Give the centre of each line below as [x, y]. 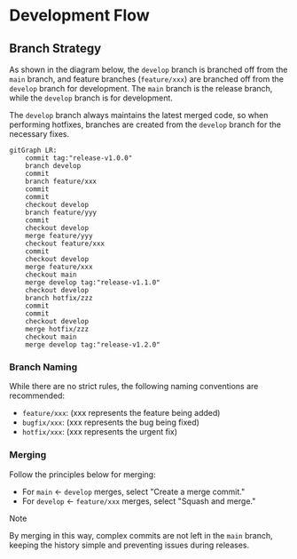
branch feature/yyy [61, 212]
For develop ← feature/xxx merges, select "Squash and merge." [139, 501]
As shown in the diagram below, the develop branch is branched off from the [148, 69]
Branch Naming [43, 367]
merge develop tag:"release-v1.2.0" [93, 345]
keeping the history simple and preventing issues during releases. [129, 545]
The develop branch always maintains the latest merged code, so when [139, 115]
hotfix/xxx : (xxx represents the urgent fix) [100, 432]
